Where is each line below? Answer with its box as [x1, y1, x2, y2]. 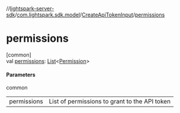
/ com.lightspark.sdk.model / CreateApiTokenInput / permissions [14, 11, 165, 18]
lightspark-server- [9, 5, 54, 12]
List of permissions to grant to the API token [49, 97, 171, 105]
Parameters [6, 71, 36, 78]
